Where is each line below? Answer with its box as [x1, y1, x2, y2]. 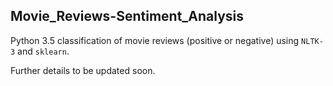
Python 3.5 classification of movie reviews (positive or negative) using [10, 34, 300, 46]
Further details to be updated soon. [10, 64, 156, 76]
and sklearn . [17, 45, 70, 57]
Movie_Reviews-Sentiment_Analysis [10, 8, 245, 25]
